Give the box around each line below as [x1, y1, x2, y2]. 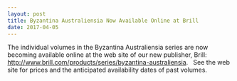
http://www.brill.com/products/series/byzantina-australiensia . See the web [7, 58, 230, 67]
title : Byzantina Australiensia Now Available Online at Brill [7, 17, 199, 24]
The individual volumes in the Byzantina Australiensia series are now [7, 43, 209, 52]
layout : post [7, 10, 46, 18]
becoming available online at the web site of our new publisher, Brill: [7, 50, 208, 59]
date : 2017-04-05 [7, 23, 59, 31]
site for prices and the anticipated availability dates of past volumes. [7, 65, 208, 75]
